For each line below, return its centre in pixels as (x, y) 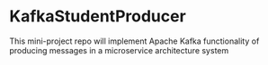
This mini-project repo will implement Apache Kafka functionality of (134, 41)
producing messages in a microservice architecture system (119, 50)
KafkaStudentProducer (98, 16)
